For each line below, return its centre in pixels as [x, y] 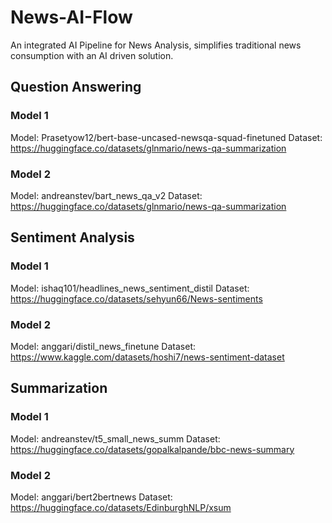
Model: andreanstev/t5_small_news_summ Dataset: [115, 438]
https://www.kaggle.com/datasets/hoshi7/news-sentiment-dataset [147, 357]
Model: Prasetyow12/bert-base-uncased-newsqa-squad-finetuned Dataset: [166, 137]
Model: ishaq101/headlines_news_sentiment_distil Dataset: [130, 288]
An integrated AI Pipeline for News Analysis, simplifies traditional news [156, 45]
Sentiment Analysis [72, 237]
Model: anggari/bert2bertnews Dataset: [91, 497]
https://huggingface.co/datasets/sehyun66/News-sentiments [136, 298]
